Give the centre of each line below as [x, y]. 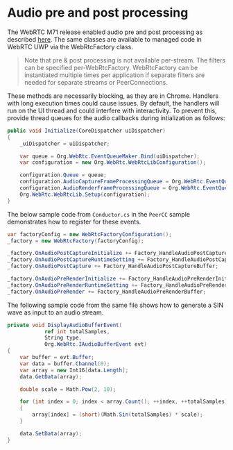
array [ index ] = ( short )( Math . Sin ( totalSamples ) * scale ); [118, 415]
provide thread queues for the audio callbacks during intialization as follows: [116, 118]
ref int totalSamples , [77, 331]
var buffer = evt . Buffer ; [57, 358]
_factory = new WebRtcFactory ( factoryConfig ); [76, 241]
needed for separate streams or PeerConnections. [96, 82]
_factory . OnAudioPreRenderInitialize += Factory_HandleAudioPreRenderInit [118, 279]
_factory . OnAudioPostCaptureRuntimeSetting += [76, 260]
